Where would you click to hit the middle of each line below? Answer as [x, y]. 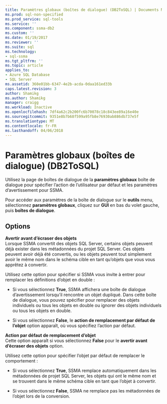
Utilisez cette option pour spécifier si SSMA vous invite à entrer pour [75, 275]
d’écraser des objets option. [35, 346]
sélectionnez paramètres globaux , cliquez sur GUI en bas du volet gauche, [82, 205]
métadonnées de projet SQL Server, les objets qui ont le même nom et [84, 376]
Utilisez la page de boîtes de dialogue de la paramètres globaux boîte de [80, 180]
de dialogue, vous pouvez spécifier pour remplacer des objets [76, 300]
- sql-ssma [16, 56]
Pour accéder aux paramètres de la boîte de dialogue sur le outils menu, [79, 200]
